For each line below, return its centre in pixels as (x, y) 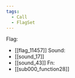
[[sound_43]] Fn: (35, 63)
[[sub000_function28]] (42, 69)
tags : (13, 11)
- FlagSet (23, 22)
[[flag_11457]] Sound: (40, 50)
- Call (19, 17)
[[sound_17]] (29, 57)
